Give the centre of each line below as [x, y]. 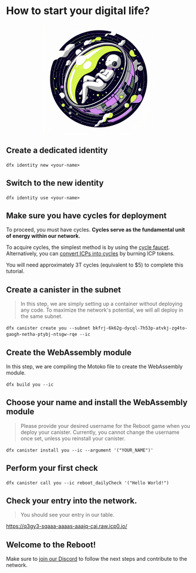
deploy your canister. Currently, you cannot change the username [100, 432]
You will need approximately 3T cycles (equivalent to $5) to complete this [95, 265]
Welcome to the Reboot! [51, 545]
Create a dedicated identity [57, 151]
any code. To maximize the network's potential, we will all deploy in [102, 310]
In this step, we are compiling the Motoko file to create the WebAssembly [94, 366]
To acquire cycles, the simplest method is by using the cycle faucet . [88, 247]
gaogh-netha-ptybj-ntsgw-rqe [42, 335]
